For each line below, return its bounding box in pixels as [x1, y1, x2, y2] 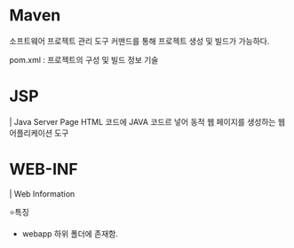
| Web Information [9, 188, 75, 199]
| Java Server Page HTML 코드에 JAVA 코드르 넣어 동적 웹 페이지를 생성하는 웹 [9, 116, 286, 127]
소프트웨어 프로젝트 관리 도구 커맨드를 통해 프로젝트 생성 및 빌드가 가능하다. [9, 35, 270, 46]
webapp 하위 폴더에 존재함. [21, 228, 118, 239]
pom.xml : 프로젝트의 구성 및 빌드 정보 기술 [9, 54, 159, 65]
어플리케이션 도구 [9, 128, 69, 138]
